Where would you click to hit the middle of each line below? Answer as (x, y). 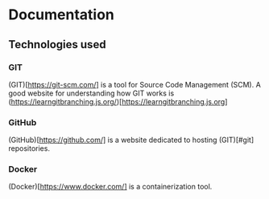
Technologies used (57, 45)
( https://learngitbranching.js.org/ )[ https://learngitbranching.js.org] (118, 101)
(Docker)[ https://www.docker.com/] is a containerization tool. (110, 187)
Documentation (62, 15)
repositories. (29, 148)
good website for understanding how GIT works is (91, 93)
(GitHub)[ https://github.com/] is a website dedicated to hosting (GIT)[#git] (131, 140)
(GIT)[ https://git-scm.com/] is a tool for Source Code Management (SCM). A (135, 84)
